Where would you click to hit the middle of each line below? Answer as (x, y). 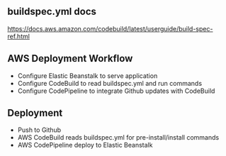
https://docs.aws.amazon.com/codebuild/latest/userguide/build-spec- (110, 28)
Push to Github (39, 130)
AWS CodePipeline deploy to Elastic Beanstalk (85, 145)
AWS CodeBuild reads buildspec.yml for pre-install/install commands (118, 138)
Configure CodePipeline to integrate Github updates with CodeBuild (116, 91)
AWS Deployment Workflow (70, 58)
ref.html (19, 36)
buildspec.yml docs (52, 12)
